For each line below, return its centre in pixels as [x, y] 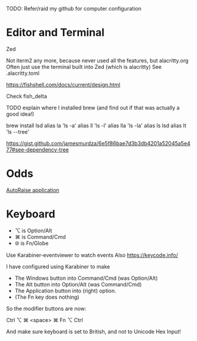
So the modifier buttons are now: [46, 308]
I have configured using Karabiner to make [58, 266]
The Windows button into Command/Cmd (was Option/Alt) [86, 278]
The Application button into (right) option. [66, 291]
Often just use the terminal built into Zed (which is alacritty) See [84, 67]
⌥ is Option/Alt [33, 231]
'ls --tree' [18, 132]
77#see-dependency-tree [38, 149]
